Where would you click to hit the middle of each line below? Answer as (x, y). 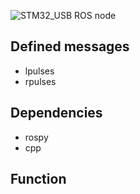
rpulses (40, 81)
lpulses (39, 71)
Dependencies (56, 113)
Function (38, 179)
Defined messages (70, 46)
